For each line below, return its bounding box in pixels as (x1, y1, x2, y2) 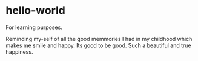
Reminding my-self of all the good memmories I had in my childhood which (5, 35, 193, 42)
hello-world (5, 4, 66, 18)
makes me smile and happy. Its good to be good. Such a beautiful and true (5, 42, 191, 49)
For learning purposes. (5, 24, 63, 31)
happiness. (5, 48, 33, 55)
